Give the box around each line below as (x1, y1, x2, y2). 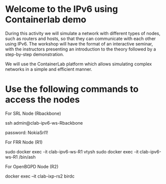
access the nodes (5, 94, 80, 105)
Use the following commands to (5, 84, 139, 95)
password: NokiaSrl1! (5, 130, 48, 136)
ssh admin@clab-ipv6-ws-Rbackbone (5, 120, 83, 126)
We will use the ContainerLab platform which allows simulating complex (5, 61, 152, 67)
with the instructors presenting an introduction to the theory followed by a (5, 46, 157, 52)
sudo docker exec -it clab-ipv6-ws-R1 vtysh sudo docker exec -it (5, 148, 139, 154)
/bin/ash (18, 154, 36, 160)
